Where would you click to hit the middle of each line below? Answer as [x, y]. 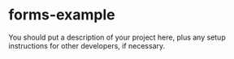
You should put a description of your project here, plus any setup [117, 37]
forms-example [62, 15]
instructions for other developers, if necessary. [87, 45]
